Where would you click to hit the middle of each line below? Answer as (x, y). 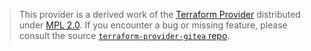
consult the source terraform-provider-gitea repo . (124, 35)
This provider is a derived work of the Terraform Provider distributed (159, 14)
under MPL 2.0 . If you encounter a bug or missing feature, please (153, 25)
